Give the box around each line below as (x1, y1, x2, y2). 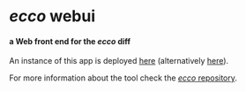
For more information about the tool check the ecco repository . (9, 73, 238, 83)
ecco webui (9, 6, 96, 27)
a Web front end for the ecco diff (9, 35, 130, 46)
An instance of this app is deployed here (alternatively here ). (9, 56, 229, 66)
